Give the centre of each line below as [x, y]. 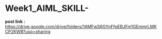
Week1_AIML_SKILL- [47, 8]
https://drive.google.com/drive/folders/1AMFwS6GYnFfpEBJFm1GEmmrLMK [81, 26]
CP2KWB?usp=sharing [28, 31]
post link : [15, 21]
